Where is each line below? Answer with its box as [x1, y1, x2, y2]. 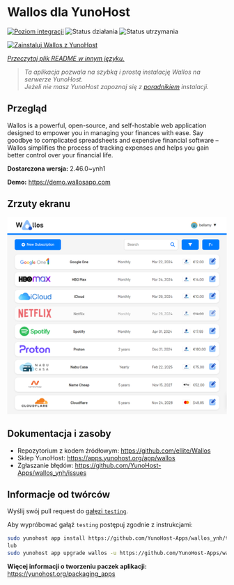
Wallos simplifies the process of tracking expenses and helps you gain [7, 143, 209, 152]
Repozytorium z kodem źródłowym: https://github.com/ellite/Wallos [17, 446, 211, 455]
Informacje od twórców [7, 489, 110, 501]
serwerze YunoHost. [24, 75, 84, 84]
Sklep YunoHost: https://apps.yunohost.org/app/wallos [17, 453, 175, 462]
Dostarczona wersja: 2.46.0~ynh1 [7, 164, 106, 173]
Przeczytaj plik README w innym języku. [7, 54, 125, 63]
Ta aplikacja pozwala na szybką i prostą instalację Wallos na [24, 68, 201, 76]
